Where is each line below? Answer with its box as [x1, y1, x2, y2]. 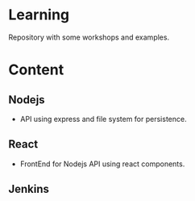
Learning [8, 6, 70, 24]
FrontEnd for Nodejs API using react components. [19, 159, 185, 169]
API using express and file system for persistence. [19, 114, 187, 124]
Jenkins [8, 182, 50, 196]
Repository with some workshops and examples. [8, 32, 170, 42]
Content [8, 61, 64, 79]
